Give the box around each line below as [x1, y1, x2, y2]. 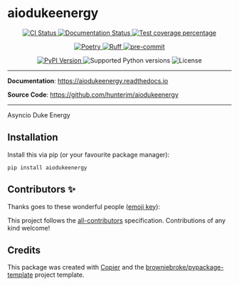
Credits [7, 244, 41, 256]
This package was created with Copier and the [7, 263, 144, 272]
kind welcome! [7, 223, 51, 232]
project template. [34, 270, 85, 279]
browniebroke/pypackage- [145, 263, 224, 272]
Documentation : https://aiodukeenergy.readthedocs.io [7, 76, 169, 85]
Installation [7, 132, 58, 144]
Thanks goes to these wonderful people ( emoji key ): [7, 202, 161, 211]
